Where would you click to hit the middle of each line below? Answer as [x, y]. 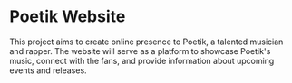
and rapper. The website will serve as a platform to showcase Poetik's [140, 51]
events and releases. [49, 70]
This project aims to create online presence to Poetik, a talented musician [146, 41]
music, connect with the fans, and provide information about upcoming [142, 60]
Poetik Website [68, 17]
